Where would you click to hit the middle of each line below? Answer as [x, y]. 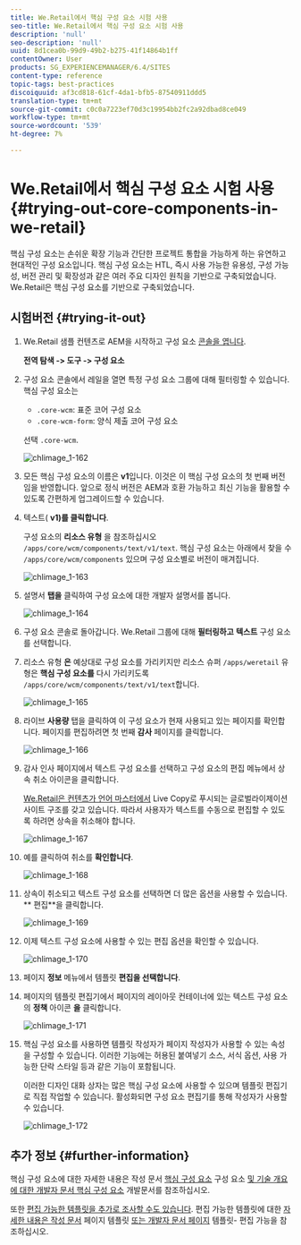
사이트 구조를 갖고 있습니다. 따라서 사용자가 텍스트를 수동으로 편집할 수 [146, 809]
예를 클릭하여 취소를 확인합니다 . [78, 857]
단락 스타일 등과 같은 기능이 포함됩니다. [108, 1066]
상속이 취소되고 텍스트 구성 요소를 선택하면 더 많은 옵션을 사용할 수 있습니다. [155, 893]
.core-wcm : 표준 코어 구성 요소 [89, 409]
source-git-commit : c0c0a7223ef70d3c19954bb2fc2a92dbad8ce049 [128, 109]
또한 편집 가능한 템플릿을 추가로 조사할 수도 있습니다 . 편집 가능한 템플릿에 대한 [146, 1209]
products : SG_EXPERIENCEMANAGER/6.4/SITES [90, 68]
